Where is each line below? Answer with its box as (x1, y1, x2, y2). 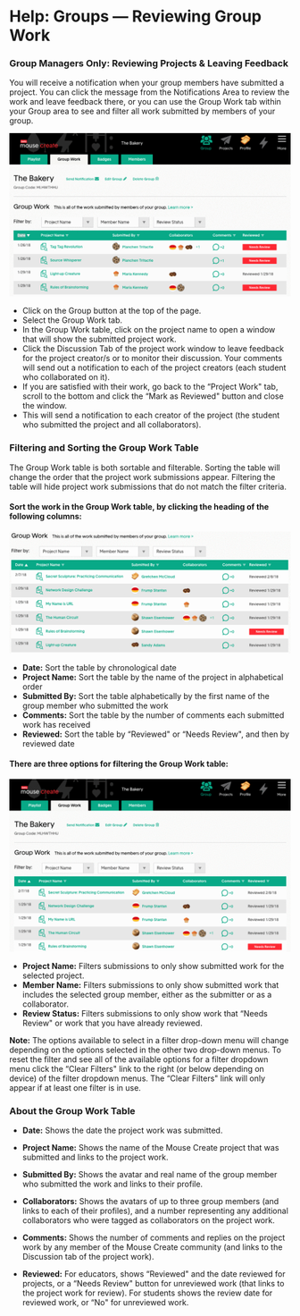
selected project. (21, 970, 85, 981)
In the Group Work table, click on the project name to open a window (21, 325, 276, 335)
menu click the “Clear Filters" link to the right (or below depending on (9, 1064, 265, 1075)
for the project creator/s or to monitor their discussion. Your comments (21, 353, 283, 364)
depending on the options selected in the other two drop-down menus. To (9, 1044, 281, 1056)
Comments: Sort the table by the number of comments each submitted (21, 709, 285, 721)
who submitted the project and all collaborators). (21, 419, 202, 430)
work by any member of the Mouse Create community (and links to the (21, 1242, 283, 1253)
